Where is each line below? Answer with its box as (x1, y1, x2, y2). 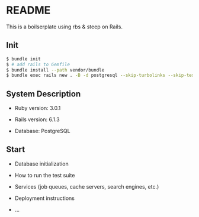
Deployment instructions (14, 195, 75, 202)
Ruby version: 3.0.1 (14, 105, 61, 112)
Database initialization (14, 160, 69, 167)
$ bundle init (6, 56, 41, 62)
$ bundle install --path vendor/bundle (6, 67, 105, 73)
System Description (6, 89, 81, 99)
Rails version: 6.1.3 (14, 116, 60, 123)
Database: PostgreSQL (14, 128, 70, 135)
